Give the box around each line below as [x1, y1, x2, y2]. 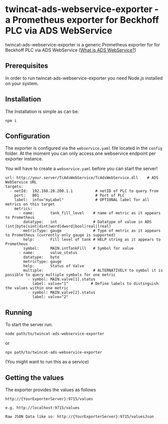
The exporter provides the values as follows [5, 387, 97, 393]
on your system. [5, 80, 39, 86]
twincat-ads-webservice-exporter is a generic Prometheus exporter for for [5, 41, 160, 47]
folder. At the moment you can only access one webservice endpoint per [5, 150, 156, 157]
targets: [5, 184, 24, 190]
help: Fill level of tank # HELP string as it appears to [23, 237, 161, 243]
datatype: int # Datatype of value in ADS [23, 219, 152, 225]
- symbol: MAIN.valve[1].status [27, 277, 96, 282]
